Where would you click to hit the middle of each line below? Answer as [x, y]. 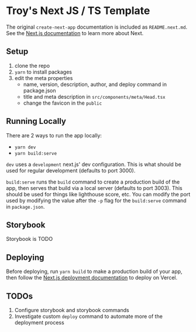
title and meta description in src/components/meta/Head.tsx [94, 96]
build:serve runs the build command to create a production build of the [93, 182]
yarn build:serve [36, 153]
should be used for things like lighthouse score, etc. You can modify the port [98, 194]
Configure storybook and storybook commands [72, 310]
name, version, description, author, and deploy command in [95, 84]
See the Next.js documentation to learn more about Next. [75, 33]
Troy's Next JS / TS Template [78, 11]
